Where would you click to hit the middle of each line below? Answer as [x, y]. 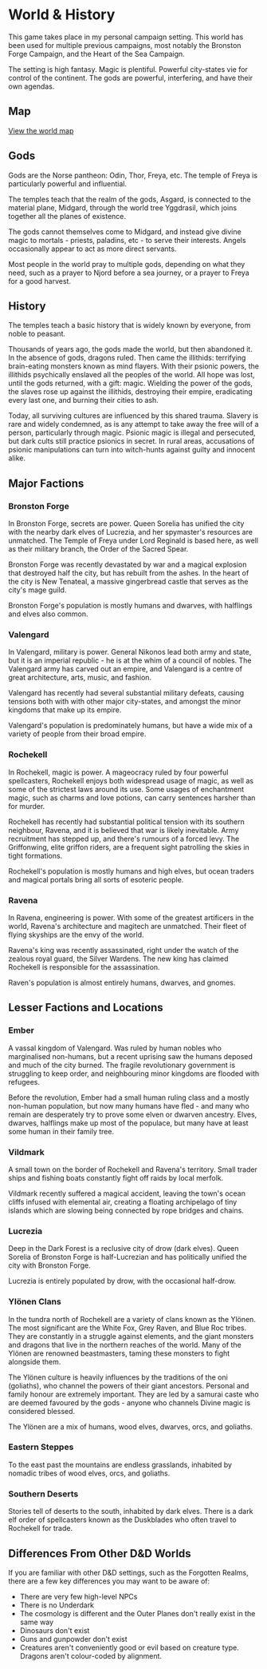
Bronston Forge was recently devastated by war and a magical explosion [128, 564]
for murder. [27, 806]
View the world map [41, 130]
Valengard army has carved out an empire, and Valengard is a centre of [126, 669]
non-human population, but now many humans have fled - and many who [129, 1105]
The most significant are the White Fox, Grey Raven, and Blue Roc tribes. [128, 1328]
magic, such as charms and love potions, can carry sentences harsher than [132, 798]
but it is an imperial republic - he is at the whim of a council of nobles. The [130, 660]
